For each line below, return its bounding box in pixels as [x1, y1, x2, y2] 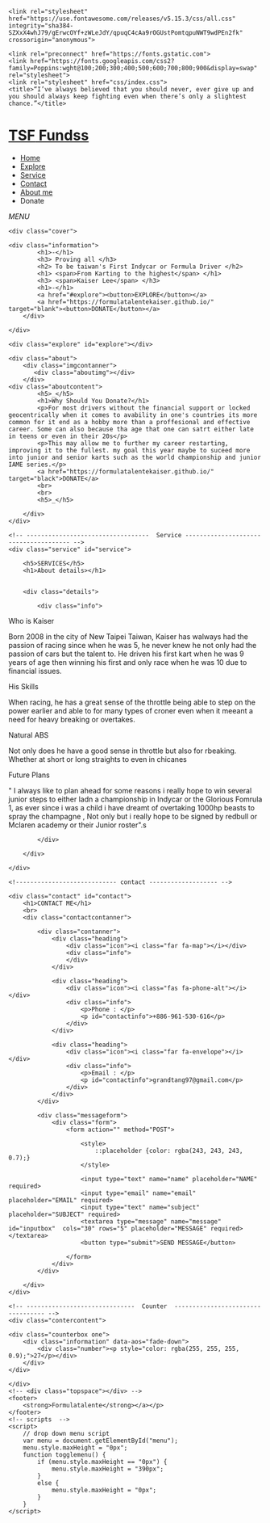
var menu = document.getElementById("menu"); [23, 1437, 179, 1445]
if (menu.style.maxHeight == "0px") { [37, 1458, 168, 1466]
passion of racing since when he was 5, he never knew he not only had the [8, 640, 257, 650]
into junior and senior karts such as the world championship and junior [8, 453, 262, 461]
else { [37, 1479, 60, 1487]
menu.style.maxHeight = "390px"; [51, 1465, 164, 1473]
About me [19, 187, 53, 197]
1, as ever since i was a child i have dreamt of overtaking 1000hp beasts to [8, 802, 255, 812]
